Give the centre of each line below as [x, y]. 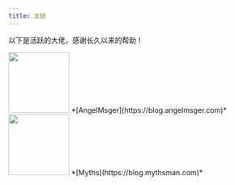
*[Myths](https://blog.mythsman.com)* [137, 172]
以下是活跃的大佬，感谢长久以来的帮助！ [76, 40]
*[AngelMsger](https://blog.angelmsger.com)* [149, 110]
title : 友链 [27, 16]
